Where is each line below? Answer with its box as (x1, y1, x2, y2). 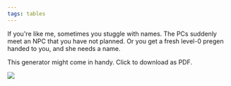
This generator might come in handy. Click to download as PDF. (7, 57, 193, 66)
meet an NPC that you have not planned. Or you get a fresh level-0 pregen (7, 36, 224, 45)
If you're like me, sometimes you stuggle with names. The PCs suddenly (7, 29, 218, 38)
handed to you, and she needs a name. (7, 44, 121, 52)
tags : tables (7, 10, 46, 17)
